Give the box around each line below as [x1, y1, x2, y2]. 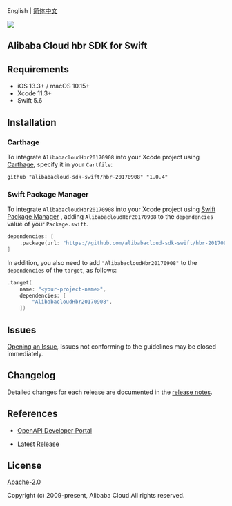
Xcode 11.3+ [17, 89, 52, 97]
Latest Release [17, 440, 60, 448]
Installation [7, 117, 57, 128]
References [7, 408, 58, 420]
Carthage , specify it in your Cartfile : [7, 160, 113, 168]
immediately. [7, 350, 43, 358]
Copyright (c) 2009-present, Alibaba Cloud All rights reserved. [7, 492, 185, 500]
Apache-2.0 [7, 478, 41, 486]
